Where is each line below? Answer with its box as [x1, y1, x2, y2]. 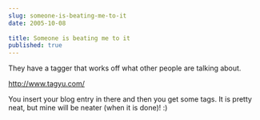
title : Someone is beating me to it [8, 34, 130, 42]
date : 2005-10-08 [8, 19, 66, 27]
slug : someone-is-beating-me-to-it [8, 11, 127, 20]
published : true [8, 42, 62, 50]
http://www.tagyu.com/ [8, 79, 86, 89]
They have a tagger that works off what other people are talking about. [8, 63, 242, 73]
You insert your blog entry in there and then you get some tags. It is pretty [8, 94, 252, 104]
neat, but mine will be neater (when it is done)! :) [8, 103, 168, 113]
